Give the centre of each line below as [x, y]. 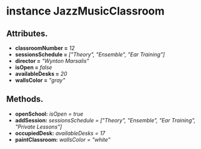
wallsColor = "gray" [40, 80]
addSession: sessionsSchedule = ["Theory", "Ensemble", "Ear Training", [105, 120]
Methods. [25, 99]
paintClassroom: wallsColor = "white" [62, 139]
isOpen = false [33, 67]
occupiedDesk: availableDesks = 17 [60, 133]
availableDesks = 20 [41, 74]
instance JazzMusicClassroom [85, 11]
